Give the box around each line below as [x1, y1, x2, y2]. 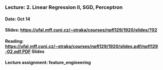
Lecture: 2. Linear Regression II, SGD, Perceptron [5, 4, 123, 11]
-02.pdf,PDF [5, 48, 31, 54]
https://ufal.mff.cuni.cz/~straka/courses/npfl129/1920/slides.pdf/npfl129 [5, 43, 158, 49]
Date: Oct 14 [5, 16, 31, 22]
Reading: [5, 38, 24, 44]
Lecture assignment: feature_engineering [5, 60, 91, 66]
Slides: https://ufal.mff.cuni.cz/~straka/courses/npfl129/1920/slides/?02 [5, 27, 157, 33]
